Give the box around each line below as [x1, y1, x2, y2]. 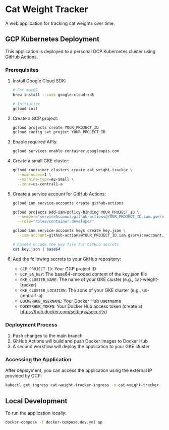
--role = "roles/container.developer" [17, 219, 94, 224]
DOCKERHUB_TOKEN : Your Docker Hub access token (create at [20, 303, 143, 309]
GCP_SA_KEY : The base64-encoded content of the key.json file [20, 271, 147, 277]
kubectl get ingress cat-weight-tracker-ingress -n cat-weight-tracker [5, 383, 159, 388]
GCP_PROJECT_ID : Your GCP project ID [20, 265, 96, 271]
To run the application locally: [5, 410, 67, 416]
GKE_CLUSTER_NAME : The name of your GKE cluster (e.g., [20, 276, 134, 282]
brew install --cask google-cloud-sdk [12, 92, 94, 97]
